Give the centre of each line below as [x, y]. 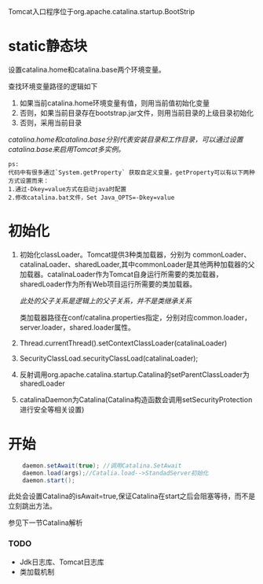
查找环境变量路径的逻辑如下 [53, 86]
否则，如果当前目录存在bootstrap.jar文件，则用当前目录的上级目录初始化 [136, 113]
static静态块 [48, 46]
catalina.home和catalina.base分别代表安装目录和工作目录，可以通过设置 [126, 139]
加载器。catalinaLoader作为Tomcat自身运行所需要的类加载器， [121, 274]
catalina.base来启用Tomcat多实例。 [67, 149]
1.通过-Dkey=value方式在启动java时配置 [68, 189]
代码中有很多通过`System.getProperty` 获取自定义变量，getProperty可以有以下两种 [131, 172]
